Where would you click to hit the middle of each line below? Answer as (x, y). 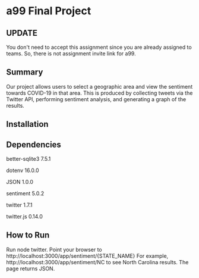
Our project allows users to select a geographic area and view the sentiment (99, 86)
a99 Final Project (49, 11)
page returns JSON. (31, 268)
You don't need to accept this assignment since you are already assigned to (99, 47)
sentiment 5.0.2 (25, 193)
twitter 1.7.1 (19, 205)
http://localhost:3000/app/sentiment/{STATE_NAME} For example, (87, 256)
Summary (25, 72)
